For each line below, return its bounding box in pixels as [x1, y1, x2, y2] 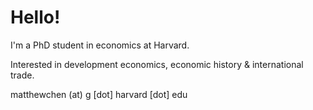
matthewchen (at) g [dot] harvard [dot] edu [10, 88, 188, 100]
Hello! [10, 6, 61, 29]
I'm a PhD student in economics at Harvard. [10, 39, 190, 51]
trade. [10, 69, 35, 81]
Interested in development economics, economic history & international [10, 58, 304, 70]
